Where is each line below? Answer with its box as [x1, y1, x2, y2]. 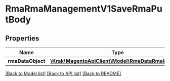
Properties [5, 34, 39, 43]
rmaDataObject [8, 58, 46, 64]
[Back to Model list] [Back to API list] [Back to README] [5, 70, 121, 76]
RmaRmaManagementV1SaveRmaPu [5, 3, 163, 15]
